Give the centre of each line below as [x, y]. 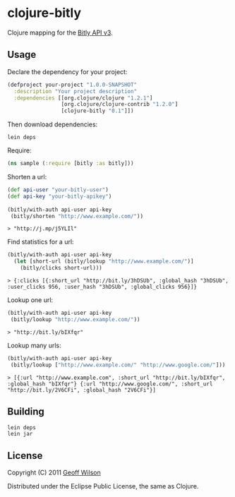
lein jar [20, 434]
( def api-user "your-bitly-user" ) [58, 190]
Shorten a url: [27, 177]
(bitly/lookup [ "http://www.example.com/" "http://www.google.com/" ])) [118, 365]
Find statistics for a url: [41, 242]
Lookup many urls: [34, 345]
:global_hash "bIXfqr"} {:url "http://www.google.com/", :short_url [110, 384]
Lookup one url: [30, 300]
